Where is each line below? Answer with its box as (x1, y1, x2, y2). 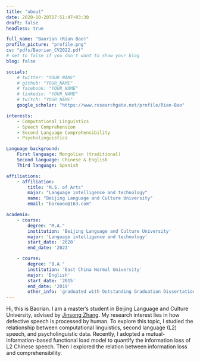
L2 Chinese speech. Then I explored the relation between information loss (6, 343, 187, 350)
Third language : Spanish (17, 162, 79, 168)
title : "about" (6, 8, 44, 15)
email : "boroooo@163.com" (27, 201, 92, 207)
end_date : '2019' (27, 283, 70, 289)
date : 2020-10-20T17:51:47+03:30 (6, 14, 89, 20)
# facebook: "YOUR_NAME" (17, 86, 79, 92)
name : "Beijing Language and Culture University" (27, 195, 153, 201)
